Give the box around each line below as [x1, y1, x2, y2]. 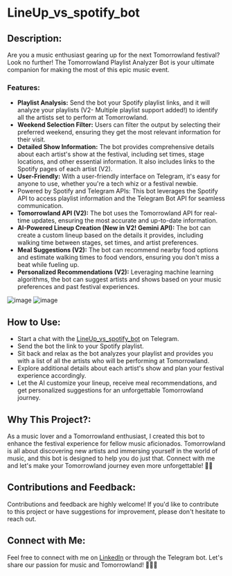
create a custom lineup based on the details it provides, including [17, 231, 204, 240]
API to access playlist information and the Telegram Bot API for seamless [17, 194, 225, 202]
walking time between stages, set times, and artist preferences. [17, 238, 199, 247]
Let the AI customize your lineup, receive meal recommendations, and [17, 379, 217, 387]
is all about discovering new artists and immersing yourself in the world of [7, 446, 218, 455]
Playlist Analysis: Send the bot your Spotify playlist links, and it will [17, 98, 210, 107]
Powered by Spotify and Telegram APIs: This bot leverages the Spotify [17, 187, 218, 195]
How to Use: [7, 316, 61, 328]
